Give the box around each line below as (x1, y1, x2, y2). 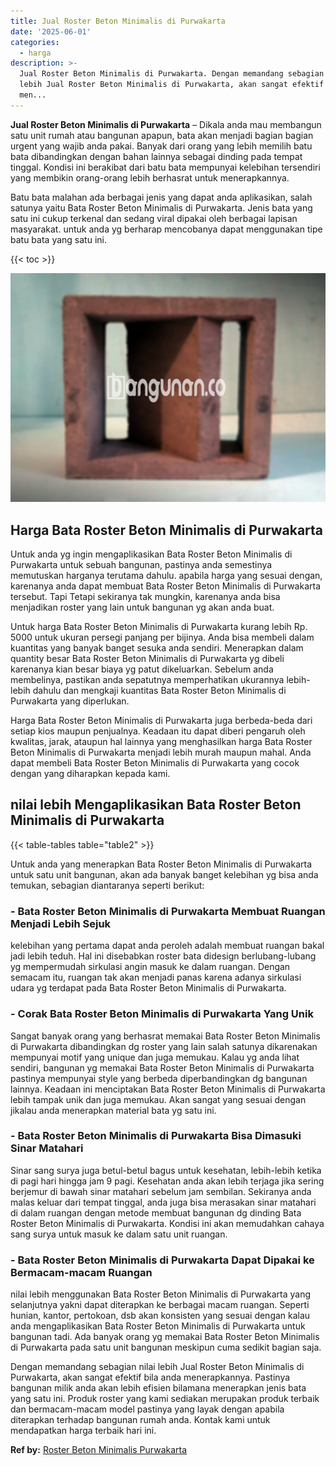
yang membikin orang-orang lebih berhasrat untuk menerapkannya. (10, 171, 290, 184)
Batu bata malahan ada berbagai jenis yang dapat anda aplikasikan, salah (10, 191, 313, 203)
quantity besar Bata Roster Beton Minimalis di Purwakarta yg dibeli (10, 653, 285, 665)
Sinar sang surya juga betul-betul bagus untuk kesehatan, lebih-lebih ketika (10, 1164, 322, 1176)
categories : (10, 37, 60, 47)
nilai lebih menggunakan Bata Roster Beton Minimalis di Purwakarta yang (10, 1288, 312, 1300)
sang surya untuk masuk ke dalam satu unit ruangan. (10, 1228, 228, 1240)
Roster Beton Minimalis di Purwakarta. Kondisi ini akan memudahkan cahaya (10, 1217, 325, 1229)
